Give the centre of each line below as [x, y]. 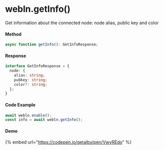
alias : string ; [30, 75]
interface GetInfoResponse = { [37, 66]
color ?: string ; [31, 84]
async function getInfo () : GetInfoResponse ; [52, 45]
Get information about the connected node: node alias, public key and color [82, 23]
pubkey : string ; [31, 80]
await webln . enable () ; [28, 115]
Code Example [20, 105]
